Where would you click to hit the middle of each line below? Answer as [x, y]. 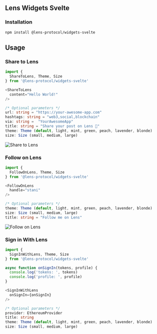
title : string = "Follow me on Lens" [44, 217]
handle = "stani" [25, 190]
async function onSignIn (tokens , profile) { [51, 268]
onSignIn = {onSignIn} [30, 295]
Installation [19, 22]
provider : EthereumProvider [34, 313]
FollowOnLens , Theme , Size [37, 172]
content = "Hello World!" [34, 94]
